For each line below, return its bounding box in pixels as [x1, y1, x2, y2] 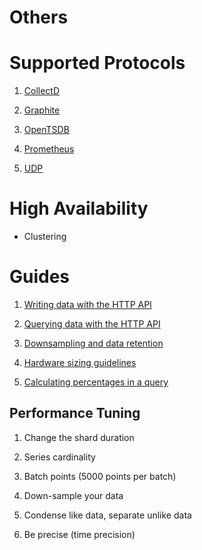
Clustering [23, 231, 67, 243]
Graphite [23, 104, 61, 116]
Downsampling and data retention [23, 337, 164, 349]
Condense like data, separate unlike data [23, 509, 192, 521]
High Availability [9, 197, 149, 220]
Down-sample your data [23, 489, 124, 501]
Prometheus [23, 143, 75, 155]
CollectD [23, 85, 61, 97]
